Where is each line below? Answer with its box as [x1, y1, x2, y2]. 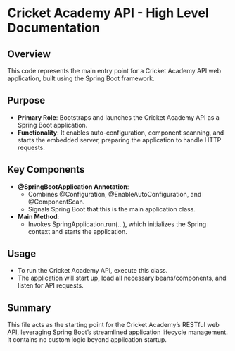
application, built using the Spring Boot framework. [7, 74, 155, 82]
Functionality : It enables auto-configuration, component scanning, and [17, 128, 224, 137]
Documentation [7, 20, 101, 36]
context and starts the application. [27, 227, 128, 235]
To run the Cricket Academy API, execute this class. [17, 266, 168, 275]
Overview [7, 48, 51, 60]
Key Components [7, 164, 85, 175]
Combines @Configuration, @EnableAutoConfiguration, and [27, 190, 202, 198]
